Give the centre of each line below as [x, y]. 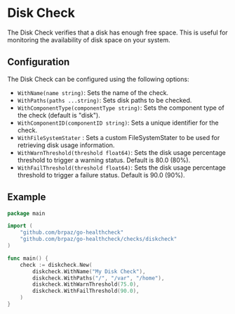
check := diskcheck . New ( [56, 265]
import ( [20, 226]
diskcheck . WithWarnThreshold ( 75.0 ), [86, 284]
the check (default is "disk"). [59, 115]
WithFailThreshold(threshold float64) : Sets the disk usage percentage [122, 168]
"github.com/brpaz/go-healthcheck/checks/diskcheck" [99, 239]
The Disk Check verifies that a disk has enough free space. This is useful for [117, 32]
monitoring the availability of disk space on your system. [89, 39]
